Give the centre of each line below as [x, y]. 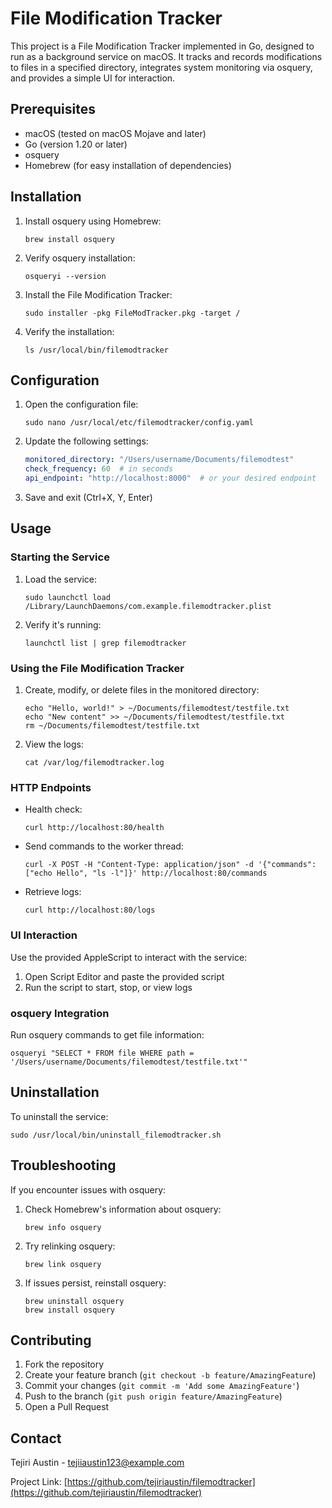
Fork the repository [64, 1364]
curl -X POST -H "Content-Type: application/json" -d [139, 865]
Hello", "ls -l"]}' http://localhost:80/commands [162, 873]
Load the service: [61, 579]
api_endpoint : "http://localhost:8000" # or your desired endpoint [170, 478]
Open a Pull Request [67, 1407]
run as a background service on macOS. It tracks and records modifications [166, 56]
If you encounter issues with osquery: [88, 1189]
